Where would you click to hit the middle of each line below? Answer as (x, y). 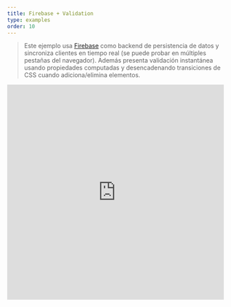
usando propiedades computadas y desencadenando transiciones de (122, 68)
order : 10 (21, 26)
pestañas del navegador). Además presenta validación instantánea (118, 61)
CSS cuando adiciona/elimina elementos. (82, 75)
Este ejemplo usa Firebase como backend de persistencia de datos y (121, 46)
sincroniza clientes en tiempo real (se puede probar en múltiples (115, 53)
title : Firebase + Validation (51, 13)
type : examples (29, 20)
